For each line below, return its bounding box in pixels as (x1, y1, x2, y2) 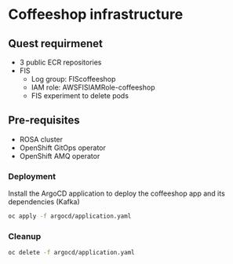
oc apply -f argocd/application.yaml (8, 212, 132, 221)
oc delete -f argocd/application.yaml (8, 249, 135, 257)
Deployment (8, 170, 56, 181)
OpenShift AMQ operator (19, 151, 100, 160)
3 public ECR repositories (19, 57, 102, 67)
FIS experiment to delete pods (31, 91, 129, 100)
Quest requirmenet (8, 37, 104, 50)
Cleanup (8, 230, 42, 241)
